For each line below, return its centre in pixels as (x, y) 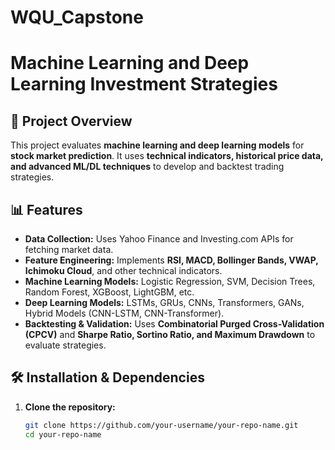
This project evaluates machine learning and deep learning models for (157, 145)
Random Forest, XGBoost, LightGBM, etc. (109, 292)
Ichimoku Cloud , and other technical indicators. (123, 270)
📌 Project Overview (71, 121)
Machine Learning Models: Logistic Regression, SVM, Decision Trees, (170, 281)
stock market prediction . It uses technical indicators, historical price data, (167, 156)
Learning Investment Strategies (144, 84)
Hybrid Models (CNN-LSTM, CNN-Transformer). (124, 313)
